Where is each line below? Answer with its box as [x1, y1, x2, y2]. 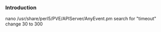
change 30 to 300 [5, 21, 43, 27]
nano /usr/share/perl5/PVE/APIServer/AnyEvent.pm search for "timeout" [5, 16, 156, 22]
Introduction [5, 4, 37, 11]
